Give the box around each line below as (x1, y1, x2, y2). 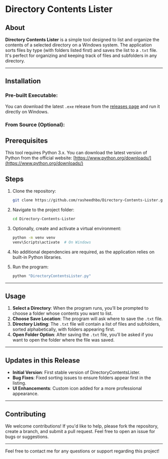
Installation (5, 77, 41, 85)
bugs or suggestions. (5, 434, 49, 440)
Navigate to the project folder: (12, 207, 74, 213)
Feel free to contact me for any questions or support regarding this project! (5, 448, 160, 454)
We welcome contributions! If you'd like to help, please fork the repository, (5, 423, 159, 429)
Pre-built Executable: (5, 92, 58, 99)
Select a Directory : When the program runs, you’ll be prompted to (12, 305, 149, 311)
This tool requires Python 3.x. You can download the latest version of (5, 150, 147, 156)
